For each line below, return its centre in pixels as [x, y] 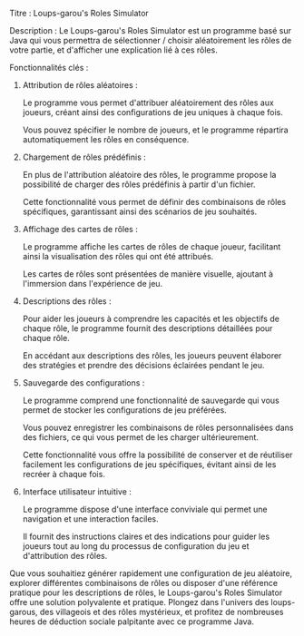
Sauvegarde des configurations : [83, 383]
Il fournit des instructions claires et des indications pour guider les [146, 536]
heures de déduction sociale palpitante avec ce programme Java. [132, 621]
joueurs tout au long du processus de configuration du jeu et [136, 546]
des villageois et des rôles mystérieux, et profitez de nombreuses [162, 612]
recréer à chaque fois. [64, 474]
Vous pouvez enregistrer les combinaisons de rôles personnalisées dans [158, 427]
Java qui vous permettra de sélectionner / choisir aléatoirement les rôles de [151, 40]
